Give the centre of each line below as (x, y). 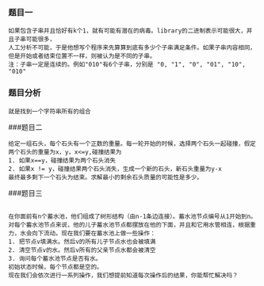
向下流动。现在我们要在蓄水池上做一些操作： (94, 233)
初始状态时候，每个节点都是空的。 (55, 267)
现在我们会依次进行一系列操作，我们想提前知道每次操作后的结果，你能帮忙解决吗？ (123, 275)
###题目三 (25, 193)
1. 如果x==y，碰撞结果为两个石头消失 (62, 160)
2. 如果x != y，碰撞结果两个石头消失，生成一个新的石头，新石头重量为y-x (115, 169)
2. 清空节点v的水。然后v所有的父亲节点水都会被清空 (82, 250)
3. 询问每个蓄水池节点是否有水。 (55, 258)
